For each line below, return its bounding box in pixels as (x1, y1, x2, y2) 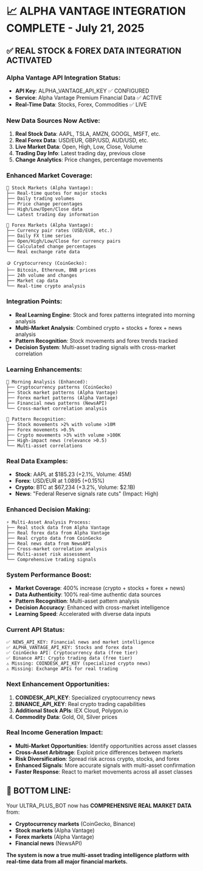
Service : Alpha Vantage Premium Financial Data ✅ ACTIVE (15, 94, 162, 101)
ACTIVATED (6, 55, 53, 65)
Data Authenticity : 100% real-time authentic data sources (15, 590, 161, 598)
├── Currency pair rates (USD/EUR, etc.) (6, 228, 113, 234)
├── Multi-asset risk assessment (6, 551, 91, 557)
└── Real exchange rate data (6, 249, 80, 255)
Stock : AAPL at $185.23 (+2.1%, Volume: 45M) (15, 470, 132, 478)
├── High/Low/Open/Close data (6, 206, 83, 212)
